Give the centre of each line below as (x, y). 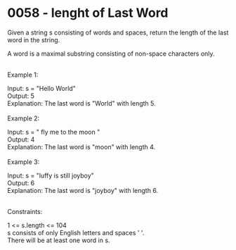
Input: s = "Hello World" (41, 88)
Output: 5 (21, 96)
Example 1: (23, 75)
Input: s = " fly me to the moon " (54, 132)
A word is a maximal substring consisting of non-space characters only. (111, 54)
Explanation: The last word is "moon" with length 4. (81, 146)
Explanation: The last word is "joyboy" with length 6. (83, 190)
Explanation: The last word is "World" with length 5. (81, 103)
